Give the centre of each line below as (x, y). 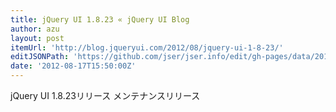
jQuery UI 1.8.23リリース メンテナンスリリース (105, 95)
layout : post (37, 38)
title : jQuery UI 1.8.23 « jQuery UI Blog (100, 19)
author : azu (35, 29)
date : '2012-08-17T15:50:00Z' (73, 66)
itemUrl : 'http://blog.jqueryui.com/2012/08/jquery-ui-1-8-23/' (147, 47)
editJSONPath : (40, 57)
